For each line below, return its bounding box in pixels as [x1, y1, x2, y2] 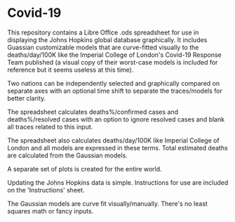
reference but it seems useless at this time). [7, 65, 134, 74]
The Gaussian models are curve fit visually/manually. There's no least [7, 199, 208, 208]
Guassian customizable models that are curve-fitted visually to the [7, 43, 199, 51]
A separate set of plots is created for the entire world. [7, 164, 163, 173]
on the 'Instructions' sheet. [7, 185, 86, 194]
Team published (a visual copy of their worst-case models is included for [7, 58, 218, 66]
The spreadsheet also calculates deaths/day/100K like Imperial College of [7, 136, 220, 145]
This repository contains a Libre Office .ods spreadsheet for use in [7, 28, 199, 37]
